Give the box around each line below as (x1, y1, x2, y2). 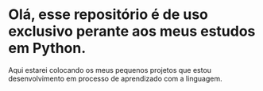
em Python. (8, 40, 87, 57)
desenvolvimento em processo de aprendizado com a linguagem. (8, 74, 222, 83)
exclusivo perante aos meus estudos (8, 22, 256, 40)
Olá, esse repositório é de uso (8, 6, 209, 24)
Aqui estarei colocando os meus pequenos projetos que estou (8, 65, 212, 74)
